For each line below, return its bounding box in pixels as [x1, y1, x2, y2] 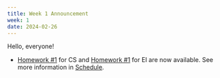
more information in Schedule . [17, 63, 104, 72]
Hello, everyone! [7, 42, 54, 51]
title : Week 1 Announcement [7, 10, 89, 17]
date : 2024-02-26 [7, 23, 58, 30]
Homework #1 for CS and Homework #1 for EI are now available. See [17, 56, 214, 64]
